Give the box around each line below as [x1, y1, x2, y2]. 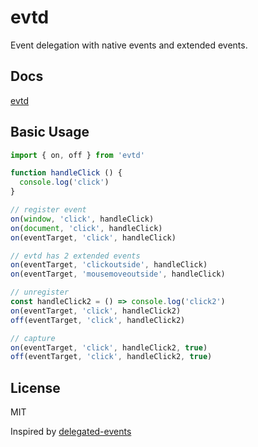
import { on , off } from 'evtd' [10, 150, 145, 160]
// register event [10, 205, 87, 215]
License [10, 379, 61, 396]
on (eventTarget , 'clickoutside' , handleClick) [10, 260, 208, 270]
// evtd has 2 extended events [10, 251, 141, 261]
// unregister [10, 287, 70, 298]
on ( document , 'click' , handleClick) [10, 223, 163, 233]
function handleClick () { [10, 168, 123, 178]
